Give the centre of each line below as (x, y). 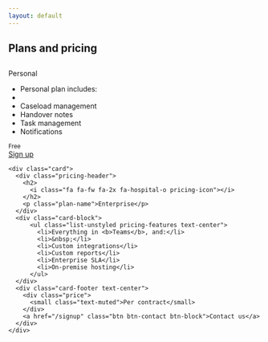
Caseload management (59, 106)
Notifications (41, 132)
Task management (51, 123)
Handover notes (47, 115)
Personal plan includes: (59, 89)
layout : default (35, 16)
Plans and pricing (53, 49)
